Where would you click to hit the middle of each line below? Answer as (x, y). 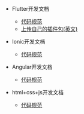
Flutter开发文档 (31, 9)
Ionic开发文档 (28, 41)
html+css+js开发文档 (38, 92)
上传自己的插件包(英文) (49, 29)
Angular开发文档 (32, 67)
